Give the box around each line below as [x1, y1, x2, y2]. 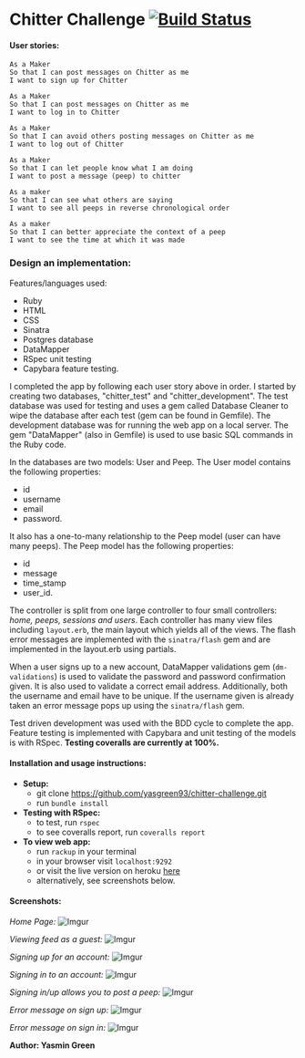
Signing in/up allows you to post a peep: [9, 987, 161, 998]
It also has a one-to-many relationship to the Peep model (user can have [9, 530, 281, 542]
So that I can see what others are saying [9, 196, 173, 205]
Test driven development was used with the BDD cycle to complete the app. [9, 717, 294, 729]
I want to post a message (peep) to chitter [9, 171, 181, 182]
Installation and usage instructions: [9, 758, 147, 769]
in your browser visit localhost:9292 [36, 856, 173, 866]
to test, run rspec [36, 816, 100, 827]
